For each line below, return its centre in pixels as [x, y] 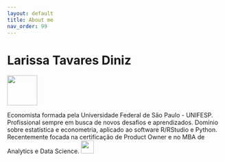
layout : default [30, 13]
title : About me [30, 20]
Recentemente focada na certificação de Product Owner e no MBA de [106, 137]
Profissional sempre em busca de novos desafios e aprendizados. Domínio [113, 123]
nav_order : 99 [27, 26]
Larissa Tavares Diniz [69, 60]
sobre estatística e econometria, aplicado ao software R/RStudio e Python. [112, 130]
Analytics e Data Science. [44, 151]
